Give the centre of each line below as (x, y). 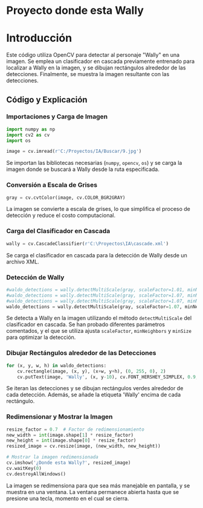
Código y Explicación (47, 99)
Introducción (39, 38)
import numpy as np (31, 129)
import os (19, 140)
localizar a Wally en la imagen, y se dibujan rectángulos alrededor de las (96, 68)
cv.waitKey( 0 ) (24, 468)
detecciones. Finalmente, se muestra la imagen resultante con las (88, 74)
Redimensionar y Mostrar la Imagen (60, 417)
